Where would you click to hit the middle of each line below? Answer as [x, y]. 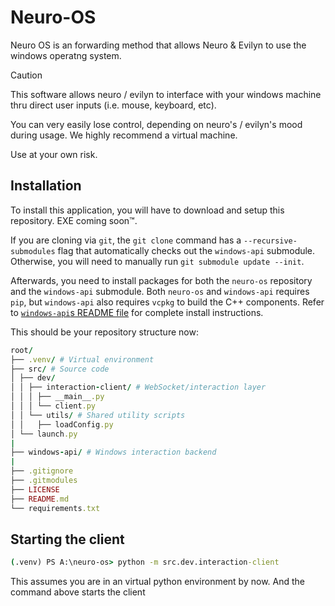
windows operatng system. [66, 55]
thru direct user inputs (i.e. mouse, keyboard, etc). [113, 105]
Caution [26, 75]
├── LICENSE [35, 489]
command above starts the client [78, 592]
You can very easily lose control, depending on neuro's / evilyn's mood [156, 124]
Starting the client [67, 539]
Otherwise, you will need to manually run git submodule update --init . [157, 261]
